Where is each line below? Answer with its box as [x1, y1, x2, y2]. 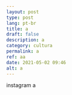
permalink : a [6, 48, 39, 54]
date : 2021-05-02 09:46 [6, 59, 67, 65]
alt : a [6, 65, 23, 71]
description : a [6, 37, 45, 43]
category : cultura [6, 43, 53, 49]
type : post [6, 15, 34, 21]
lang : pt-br [6, 20, 36, 26]
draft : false [6, 31, 39, 38]
